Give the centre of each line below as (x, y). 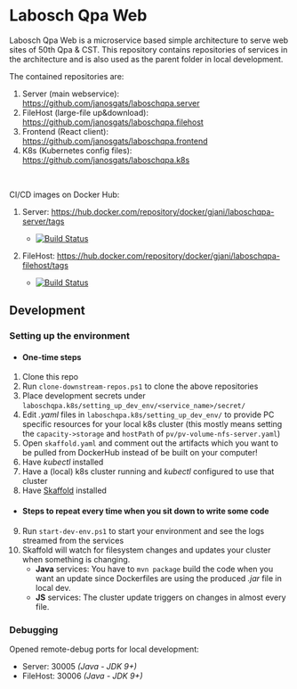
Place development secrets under (84, 396)
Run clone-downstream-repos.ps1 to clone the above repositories (140, 386)
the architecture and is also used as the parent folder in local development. (146, 59)
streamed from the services (73, 540)
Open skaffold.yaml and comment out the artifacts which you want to (150, 443)
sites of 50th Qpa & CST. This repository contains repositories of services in (148, 49)
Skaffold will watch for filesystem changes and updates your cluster (146, 550)
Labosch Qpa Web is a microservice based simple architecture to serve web (149, 40)
